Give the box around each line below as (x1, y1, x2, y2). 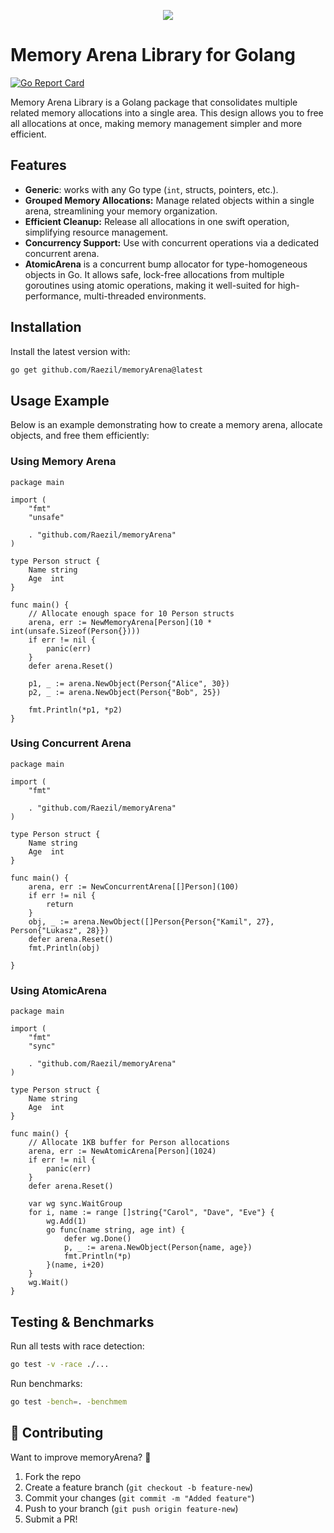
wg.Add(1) (46, 1216, 87, 1227)
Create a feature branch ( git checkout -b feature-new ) (24, 1481, 254, 1493)
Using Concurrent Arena (10, 736, 132, 750)
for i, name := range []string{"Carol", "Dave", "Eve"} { (28, 1208, 275, 1218)
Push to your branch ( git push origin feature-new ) (24, 1502, 239, 1514)
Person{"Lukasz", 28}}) (10, 925, 110, 935)
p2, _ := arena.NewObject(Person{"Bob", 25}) (28, 687, 222, 697)
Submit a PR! (24, 1513, 78, 1525)
